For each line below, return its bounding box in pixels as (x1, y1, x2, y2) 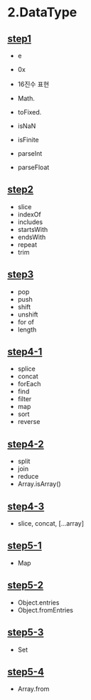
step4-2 (7, 438, 44, 450)
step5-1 (7, 540, 42, 552)
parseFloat (17, 163, 50, 171)
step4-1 (7, 346, 43, 358)
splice (17, 364, 36, 373)
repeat (17, 240, 38, 249)
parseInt (17, 149, 43, 157)
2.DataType (7, 4, 77, 21)
